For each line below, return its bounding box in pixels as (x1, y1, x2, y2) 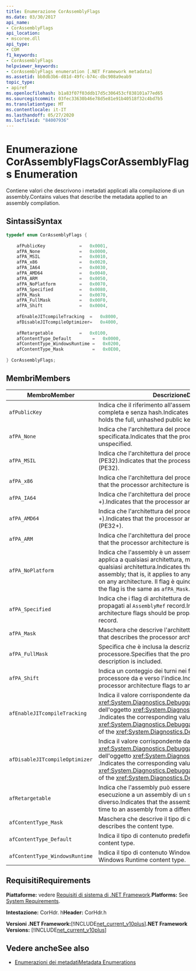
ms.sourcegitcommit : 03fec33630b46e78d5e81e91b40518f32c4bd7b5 (6, 96, 163, 101)
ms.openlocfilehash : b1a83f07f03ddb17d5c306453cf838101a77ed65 (6, 90, 163, 96)
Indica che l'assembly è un (98, 548, 171, 556)
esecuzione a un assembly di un (98, 791, 187, 799)
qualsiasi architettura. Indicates (98, 563, 183, 571)
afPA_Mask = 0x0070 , (16, 292, 108, 298)
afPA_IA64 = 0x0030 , (16, 265, 108, 271)
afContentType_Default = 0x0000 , (16, 335, 121, 342)
